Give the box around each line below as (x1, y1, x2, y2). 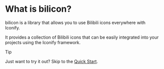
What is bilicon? (5, 3, 72, 15)
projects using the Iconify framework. (5, 39, 81, 45)
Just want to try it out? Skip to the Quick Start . (5, 58, 98, 64)
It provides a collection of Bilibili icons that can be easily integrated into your (5, 34, 159, 40)
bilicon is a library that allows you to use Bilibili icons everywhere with (5, 20, 146, 25)
